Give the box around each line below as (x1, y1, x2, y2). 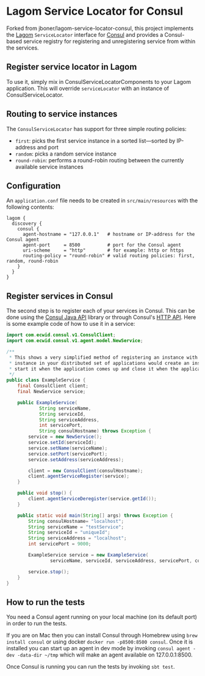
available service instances (15, 163, 84, 170)
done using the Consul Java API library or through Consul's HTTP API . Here (6, 314, 196, 321)
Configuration (6, 181, 61, 191)
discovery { (12, 220, 43, 227)
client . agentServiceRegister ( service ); (28, 473, 130, 479)
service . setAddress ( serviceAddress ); (28, 456, 124, 463)
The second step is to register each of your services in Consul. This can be (6, 307, 195, 315)
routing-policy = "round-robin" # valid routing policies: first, (22, 253, 195, 259)
